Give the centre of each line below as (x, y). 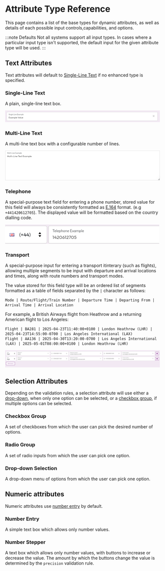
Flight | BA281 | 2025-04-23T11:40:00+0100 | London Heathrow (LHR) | (79, 329)
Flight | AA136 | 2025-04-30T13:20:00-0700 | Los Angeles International (81, 339)
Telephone (18, 191)
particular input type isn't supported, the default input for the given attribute (82, 42)
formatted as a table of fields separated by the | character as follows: (75, 291)
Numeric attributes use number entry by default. (54, 506)
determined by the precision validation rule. (50, 563)
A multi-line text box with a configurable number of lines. (63, 144)
